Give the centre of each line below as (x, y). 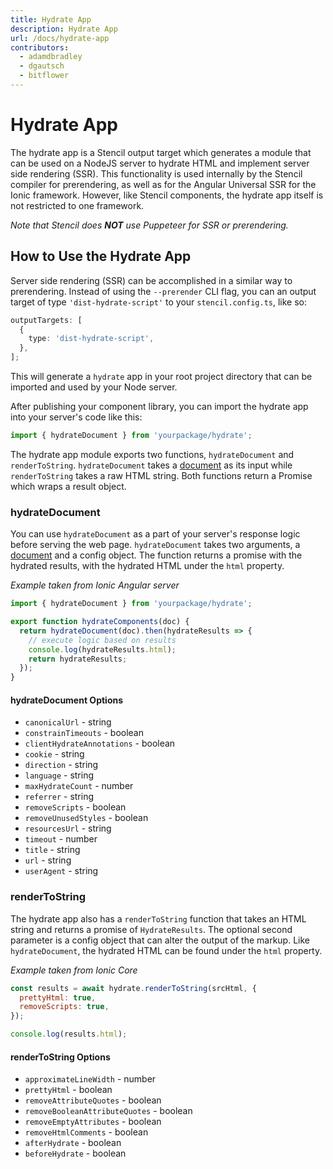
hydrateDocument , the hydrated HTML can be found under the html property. (166, 950)
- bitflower (44, 76)
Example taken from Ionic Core (74, 970)
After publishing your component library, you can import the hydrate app (159, 406)
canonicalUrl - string (68, 722)
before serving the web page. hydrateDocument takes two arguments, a (155, 545)
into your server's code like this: (76, 417)
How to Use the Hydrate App (101, 256)
